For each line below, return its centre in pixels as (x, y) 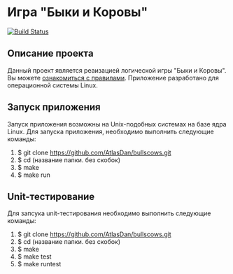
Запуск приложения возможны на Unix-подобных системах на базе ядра (117, 124)
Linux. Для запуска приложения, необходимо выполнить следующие (111, 131)
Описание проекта (50, 53)
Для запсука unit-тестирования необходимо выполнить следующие (109, 213)
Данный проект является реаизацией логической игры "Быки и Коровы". (117, 70)
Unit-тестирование (51, 196)
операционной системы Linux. (52, 85)
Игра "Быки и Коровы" (78, 12)
